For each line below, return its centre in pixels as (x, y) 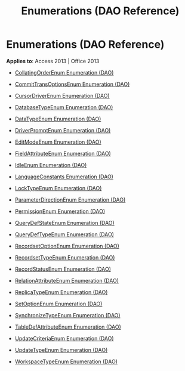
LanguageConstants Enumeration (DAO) (64, 177)
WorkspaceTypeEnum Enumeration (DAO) (66, 361)
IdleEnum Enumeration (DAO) (51, 165)
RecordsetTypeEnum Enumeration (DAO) (65, 257)
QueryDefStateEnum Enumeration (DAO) (64, 222)
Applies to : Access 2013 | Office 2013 (53, 61)
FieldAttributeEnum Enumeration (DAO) (63, 153)
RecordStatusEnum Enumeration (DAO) (63, 269)
